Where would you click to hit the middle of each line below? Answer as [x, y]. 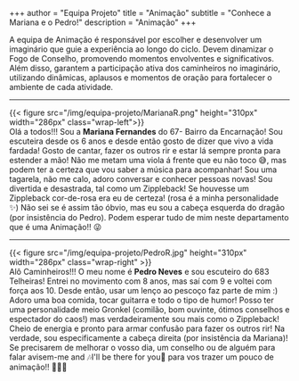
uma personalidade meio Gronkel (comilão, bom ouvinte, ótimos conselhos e [149, 310]
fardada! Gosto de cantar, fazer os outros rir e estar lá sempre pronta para [145, 150]
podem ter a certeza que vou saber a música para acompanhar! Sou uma [143, 170]
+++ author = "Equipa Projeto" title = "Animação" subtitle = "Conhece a [140, 13]
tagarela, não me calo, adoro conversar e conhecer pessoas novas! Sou [141, 179]
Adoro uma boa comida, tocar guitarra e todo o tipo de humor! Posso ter [141, 300]
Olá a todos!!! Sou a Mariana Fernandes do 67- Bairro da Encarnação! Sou [146, 132]
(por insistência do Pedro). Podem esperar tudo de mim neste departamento [149, 217]
